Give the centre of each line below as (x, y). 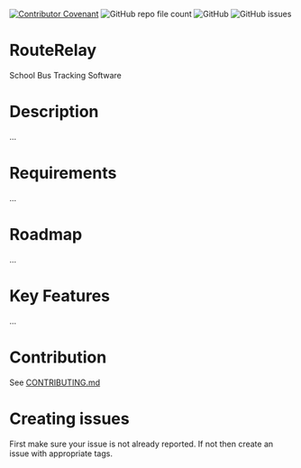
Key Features (60, 295)
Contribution (58, 357)
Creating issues (69, 418)
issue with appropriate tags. (61, 453)
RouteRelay (53, 50)
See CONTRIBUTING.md (55, 382)
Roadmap (46, 234)
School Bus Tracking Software (65, 75)
